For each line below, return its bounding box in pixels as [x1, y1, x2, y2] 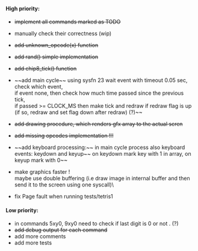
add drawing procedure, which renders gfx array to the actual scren [14, 121, 183, 128]
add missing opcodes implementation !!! [14, 132, 114, 139]
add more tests [14, 239, 52, 247]
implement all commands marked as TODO [14, 18, 121, 25]
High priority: [5, 5, 40, 12]
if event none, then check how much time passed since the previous [14, 89, 184, 97]
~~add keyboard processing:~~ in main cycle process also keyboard [14, 144, 185, 151]
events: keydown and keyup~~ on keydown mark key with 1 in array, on [14, 150, 192, 157]
